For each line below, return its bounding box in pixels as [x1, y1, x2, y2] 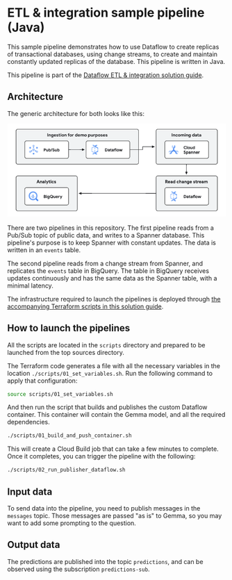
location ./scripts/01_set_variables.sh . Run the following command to [7, 369, 213, 377]
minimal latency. [7, 281, 53, 290]
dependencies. [7, 418, 50, 426]
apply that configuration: [7, 376, 78, 385]
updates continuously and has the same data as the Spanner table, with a [7, 274, 217, 282]
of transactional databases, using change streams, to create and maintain [7, 50, 217, 58]
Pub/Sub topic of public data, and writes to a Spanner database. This [7, 231, 205, 239]
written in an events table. [7, 245, 81, 254]
